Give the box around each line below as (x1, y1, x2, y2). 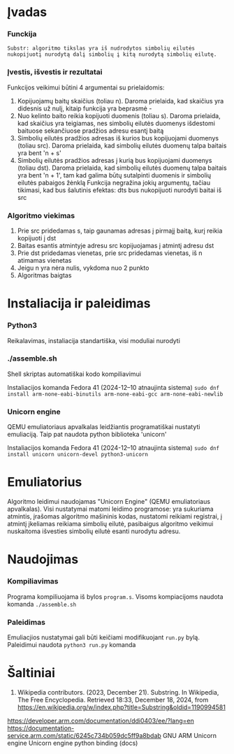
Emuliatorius (7, 474, 82, 490)
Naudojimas (7, 551, 79, 567)
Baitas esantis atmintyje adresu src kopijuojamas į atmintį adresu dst (17, 242, 214, 250)
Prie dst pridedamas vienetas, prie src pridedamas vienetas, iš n (17, 249, 203, 257)
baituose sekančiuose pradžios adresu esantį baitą (17, 126, 164, 135)
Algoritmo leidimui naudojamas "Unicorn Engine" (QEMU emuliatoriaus (7, 498, 211, 506)
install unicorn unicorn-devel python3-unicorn (7, 451, 149, 458)
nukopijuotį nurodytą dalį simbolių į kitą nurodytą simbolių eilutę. (7, 51, 217, 58)
